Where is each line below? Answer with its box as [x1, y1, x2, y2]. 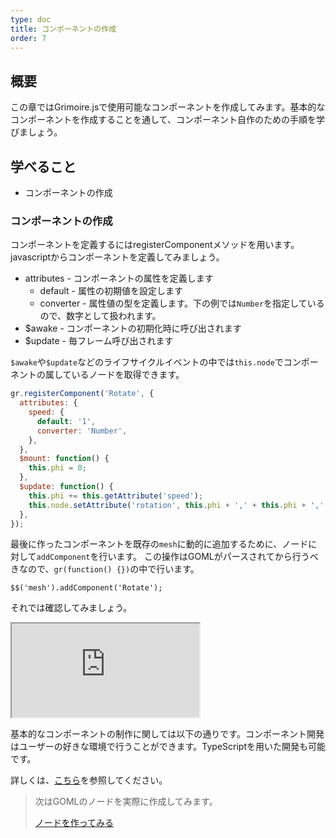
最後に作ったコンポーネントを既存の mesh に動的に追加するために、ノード [10, 538, 309, 550]
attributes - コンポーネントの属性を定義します [24, 272, 214, 285]
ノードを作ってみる [34, 817, 115, 829]
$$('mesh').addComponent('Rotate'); [10, 583, 163, 593]
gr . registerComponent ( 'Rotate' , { [10, 389, 155, 399]
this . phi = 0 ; [28, 463, 87, 473]
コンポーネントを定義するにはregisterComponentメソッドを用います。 [10, 239, 300, 251]
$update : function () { [19, 482, 114, 492]
